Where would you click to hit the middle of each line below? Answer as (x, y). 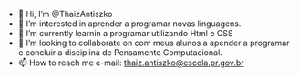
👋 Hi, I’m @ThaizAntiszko (65, 14)
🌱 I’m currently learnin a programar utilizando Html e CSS (125, 33)
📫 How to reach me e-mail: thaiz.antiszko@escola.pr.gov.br (131, 63)
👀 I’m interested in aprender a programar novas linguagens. (129, 24)
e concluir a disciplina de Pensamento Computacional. (120, 53)
